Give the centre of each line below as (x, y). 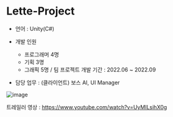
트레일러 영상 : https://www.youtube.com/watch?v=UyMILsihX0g (87, 107)
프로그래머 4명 (41, 54)
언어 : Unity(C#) (35, 28)
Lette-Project (41, 11)
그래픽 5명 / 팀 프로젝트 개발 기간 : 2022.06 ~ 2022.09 (90, 69)
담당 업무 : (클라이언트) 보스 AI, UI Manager (67, 82)
